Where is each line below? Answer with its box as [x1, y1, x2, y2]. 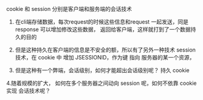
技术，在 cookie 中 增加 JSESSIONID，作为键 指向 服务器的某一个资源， [15, 54, 195, 61]
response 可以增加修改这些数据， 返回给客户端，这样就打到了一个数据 [15, 26, 191, 33]
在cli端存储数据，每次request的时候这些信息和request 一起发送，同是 [15, 18, 188, 25]
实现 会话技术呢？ [6, 87, 50, 94]
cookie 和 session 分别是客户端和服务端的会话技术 [6, 5, 132, 12]
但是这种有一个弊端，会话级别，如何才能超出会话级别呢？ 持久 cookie [15, 67, 190, 74]
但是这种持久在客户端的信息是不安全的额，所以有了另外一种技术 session [15, 46, 196, 53]
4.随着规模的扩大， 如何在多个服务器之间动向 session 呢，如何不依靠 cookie [6, 79, 197, 87]
